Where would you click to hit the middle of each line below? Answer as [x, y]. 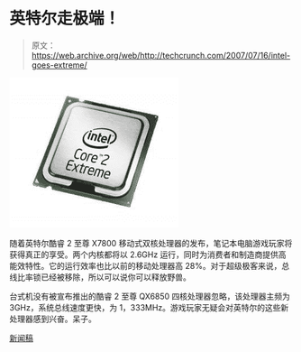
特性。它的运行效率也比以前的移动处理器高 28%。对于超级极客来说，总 [157, 265]
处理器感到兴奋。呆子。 [53, 319]
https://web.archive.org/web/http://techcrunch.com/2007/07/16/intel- [161, 55]
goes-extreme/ [59, 65]
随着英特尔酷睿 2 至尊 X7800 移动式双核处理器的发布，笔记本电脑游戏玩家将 [151, 243]
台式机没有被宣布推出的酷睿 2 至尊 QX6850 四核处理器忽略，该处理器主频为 [150, 296]
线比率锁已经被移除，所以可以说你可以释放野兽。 [100, 277]
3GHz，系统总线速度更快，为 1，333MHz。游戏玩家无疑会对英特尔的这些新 [149, 307]
